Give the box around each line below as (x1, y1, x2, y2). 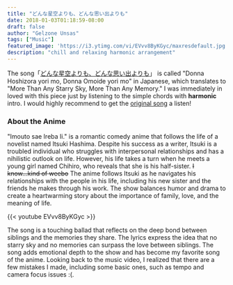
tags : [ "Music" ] (7, 36, 54, 43)
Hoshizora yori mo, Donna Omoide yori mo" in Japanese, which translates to (7, 77, 226, 85)
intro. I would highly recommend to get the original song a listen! (7, 99, 192, 107)
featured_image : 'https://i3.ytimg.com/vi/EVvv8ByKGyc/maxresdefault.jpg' (7, 43, 229, 49)
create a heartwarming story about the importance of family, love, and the (7, 192, 219, 200)
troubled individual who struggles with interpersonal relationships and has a (7, 147, 225, 155)
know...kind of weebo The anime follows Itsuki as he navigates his (7, 169, 196, 178)
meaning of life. (7, 199, 52, 208)
